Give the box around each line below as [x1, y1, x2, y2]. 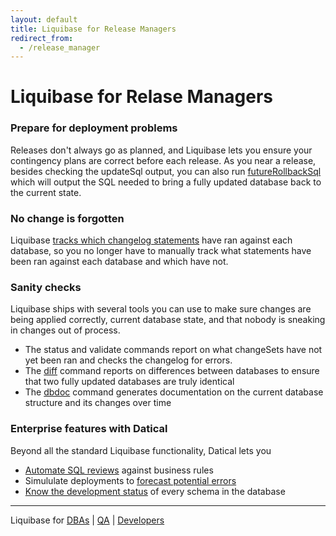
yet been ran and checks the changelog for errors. [24, 354, 233, 366]
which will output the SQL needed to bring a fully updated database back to [10, 176, 322, 188]
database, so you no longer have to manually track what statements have [10, 245, 312, 257]
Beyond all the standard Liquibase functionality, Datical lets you [10, 444, 272, 456]
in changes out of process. [10, 324, 121, 336]
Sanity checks [10, 280, 82, 294]
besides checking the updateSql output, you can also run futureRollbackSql [10, 165, 322, 177]
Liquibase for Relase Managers [10, 86, 274, 108]
